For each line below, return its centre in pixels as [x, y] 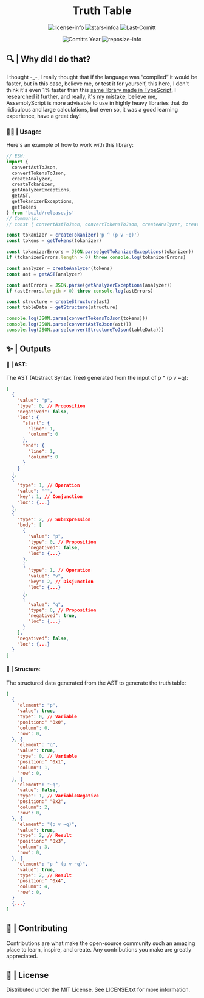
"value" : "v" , [46, 576]
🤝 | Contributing [37, 928]
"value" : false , [38, 790]
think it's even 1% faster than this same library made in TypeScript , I [91, 90]
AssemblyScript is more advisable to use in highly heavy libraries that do [97, 103]
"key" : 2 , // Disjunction [61, 582]
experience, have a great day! [43, 116]
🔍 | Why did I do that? [49, 59]
